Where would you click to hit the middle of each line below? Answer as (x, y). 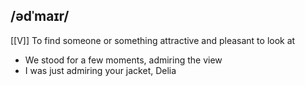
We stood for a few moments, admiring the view (123, 60)
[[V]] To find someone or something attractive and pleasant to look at (153, 40)
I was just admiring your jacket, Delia (100, 70)
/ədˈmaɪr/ (40, 16)
